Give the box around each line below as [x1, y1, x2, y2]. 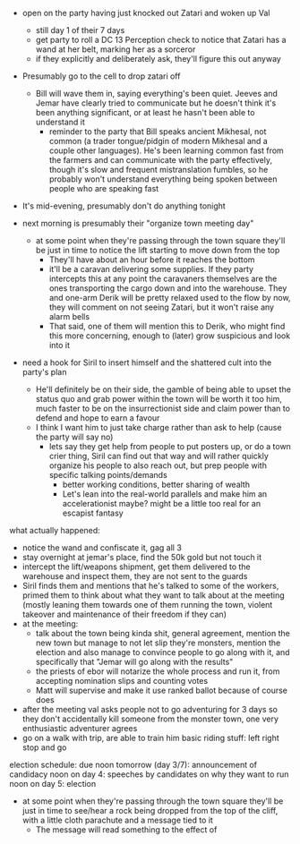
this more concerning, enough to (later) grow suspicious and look [48, 330, 291, 341]
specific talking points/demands [48, 470, 167, 480]
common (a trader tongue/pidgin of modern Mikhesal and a [48, 136, 269, 146]
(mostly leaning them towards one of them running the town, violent [21, 600, 273, 610]
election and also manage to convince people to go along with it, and [35, 647, 290, 657]
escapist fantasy [62, 507, 124, 518]
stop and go [21, 742, 67, 753]
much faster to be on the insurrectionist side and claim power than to [35, 403, 291, 413]
